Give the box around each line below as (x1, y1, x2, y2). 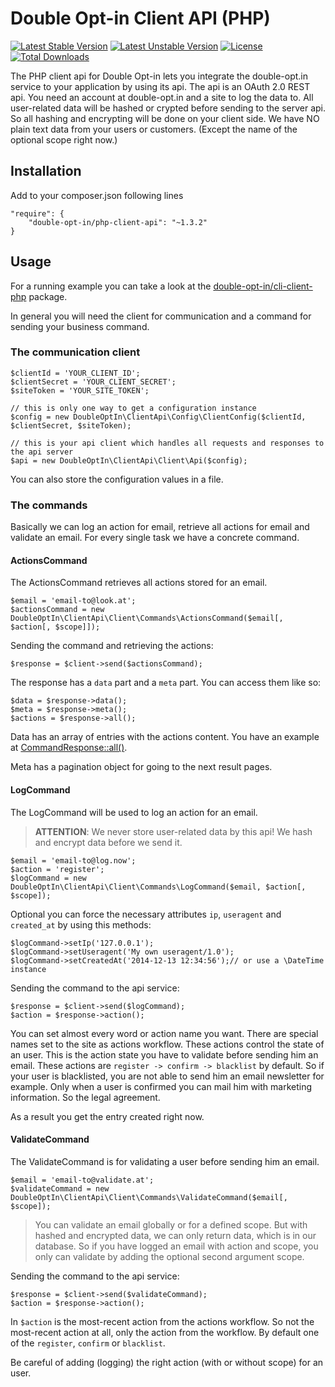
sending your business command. (10, 320, 150, 332)
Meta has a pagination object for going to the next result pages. (10, 761, 273, 773)
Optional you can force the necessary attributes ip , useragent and (10, 908, 282, 920)
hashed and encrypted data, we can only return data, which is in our (34, 1229, 317, 1241)
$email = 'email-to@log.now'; (10, 855, 137, 866)
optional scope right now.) (10, 133, 118, 146)
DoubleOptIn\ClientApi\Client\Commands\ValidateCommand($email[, (10, 1192, 288, 1202)
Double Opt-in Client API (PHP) (10, 7, 271, 30)
